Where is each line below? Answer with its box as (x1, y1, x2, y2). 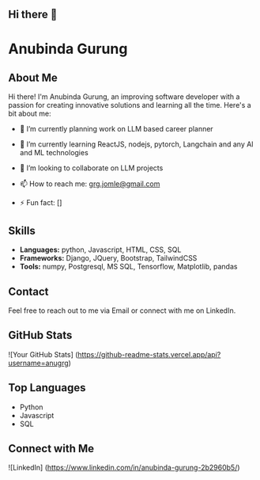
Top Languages (8, 381, 86, 394)
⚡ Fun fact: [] (19, 198, 62, 208)
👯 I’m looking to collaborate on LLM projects (19, 163, 164, 173)
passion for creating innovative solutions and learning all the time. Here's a (8, 101, 251, 110)
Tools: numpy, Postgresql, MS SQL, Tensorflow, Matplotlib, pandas (19, 262, 238, 272)
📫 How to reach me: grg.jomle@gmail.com (19, 179, 160, 189)
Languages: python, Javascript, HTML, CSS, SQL (19, 245, 182, 254)
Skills (8, 223, 36, 238)
